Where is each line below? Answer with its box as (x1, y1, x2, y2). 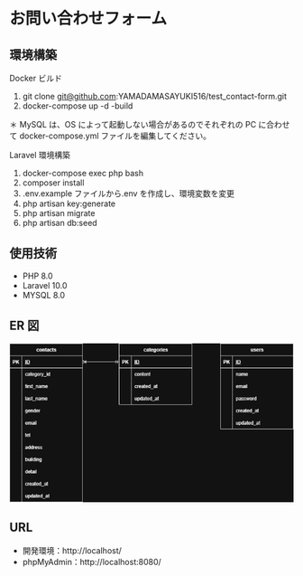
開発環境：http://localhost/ (22, 544, 122, 556)
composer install (22, 177, 85, 188)
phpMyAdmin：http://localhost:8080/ (22, 556, 162, 567)
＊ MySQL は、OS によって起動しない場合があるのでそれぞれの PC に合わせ (9, 119, 290, 129)
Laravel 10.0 (22, 279, 68, 290)
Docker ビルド (9, 73, 63, 83)
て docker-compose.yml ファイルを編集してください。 (9, 130, 212, 141)
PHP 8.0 (22, 270, 53, 281)
